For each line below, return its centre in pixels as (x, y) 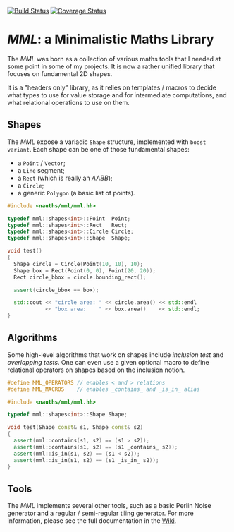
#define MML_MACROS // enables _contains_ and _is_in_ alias (104, 389)
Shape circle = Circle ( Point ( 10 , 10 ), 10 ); (78, 264)
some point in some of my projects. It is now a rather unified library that (111, 66)
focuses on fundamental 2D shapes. (60, 73)
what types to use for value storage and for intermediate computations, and (117, 95)
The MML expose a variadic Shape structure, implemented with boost (107, 142)
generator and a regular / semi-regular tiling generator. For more (100, 513)
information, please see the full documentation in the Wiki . (92, 521)
